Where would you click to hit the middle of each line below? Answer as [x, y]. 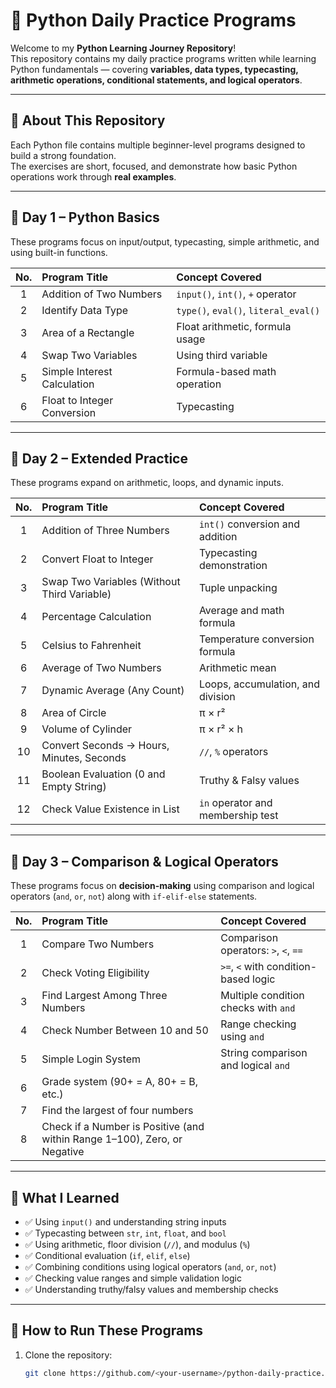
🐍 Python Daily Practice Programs [153, 20]
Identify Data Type [85, 310]
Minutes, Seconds [84, 758]
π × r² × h [221, 729]
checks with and [258, 1008]
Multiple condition [262, 996]
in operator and [235, 803]
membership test [238, 816]
